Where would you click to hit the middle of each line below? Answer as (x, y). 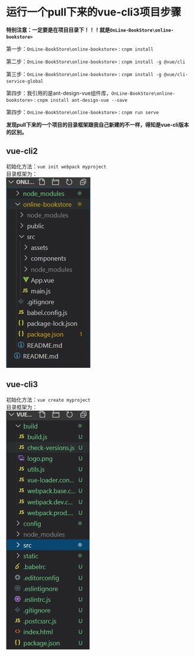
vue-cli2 (22, 151)
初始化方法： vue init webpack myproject (56, 166)
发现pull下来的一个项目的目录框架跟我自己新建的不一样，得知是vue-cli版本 (97, 124)
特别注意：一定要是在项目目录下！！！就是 (58, 30)
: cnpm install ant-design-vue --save (81, 99)
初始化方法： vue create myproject (48, 399)
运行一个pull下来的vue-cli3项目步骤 (94, 12)
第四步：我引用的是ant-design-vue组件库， (59, 93)
